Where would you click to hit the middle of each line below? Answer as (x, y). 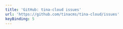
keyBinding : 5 (20, 19)
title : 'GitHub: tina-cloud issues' (43, 10)
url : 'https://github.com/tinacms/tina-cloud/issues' (62, 14)
